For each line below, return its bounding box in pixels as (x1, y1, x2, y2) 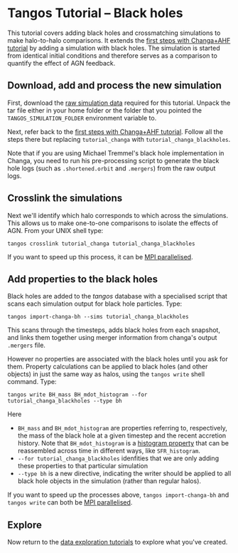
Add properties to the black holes (7, 273, 158, 285)
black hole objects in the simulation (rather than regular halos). (17, 477, 201, 485)
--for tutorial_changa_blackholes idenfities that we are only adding (17, 454, 219, 462)
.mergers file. (7, 341, 46, 350)
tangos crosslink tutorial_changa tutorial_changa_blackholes (7, 240, 195, 247)
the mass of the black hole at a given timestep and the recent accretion (17, 431, 227, 440)
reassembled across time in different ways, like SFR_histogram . (17, 447, 201, 455)
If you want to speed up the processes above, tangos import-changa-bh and (7, 490, 229, 500)
